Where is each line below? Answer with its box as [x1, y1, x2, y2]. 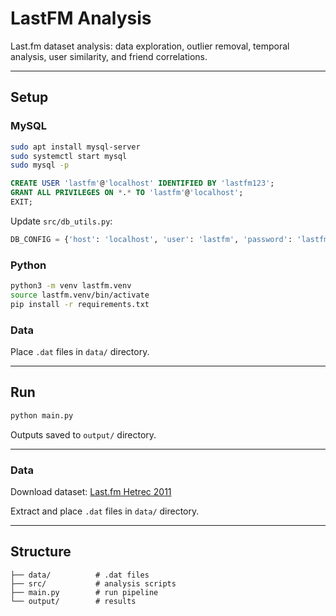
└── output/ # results [10, 596, 137, 606]
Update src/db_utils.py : [10, 215, 113, 227]
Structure [10, 543, 72, 561]
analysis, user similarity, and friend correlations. [10, 50, 208, 62]
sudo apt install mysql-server [10, 142, 141, 152]
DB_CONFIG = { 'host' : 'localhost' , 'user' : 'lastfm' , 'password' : [10, 234, 293, 244]
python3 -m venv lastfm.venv [10, 281, 132, 291]
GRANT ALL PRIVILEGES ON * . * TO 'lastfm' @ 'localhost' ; [10, 188, 244, 198]
